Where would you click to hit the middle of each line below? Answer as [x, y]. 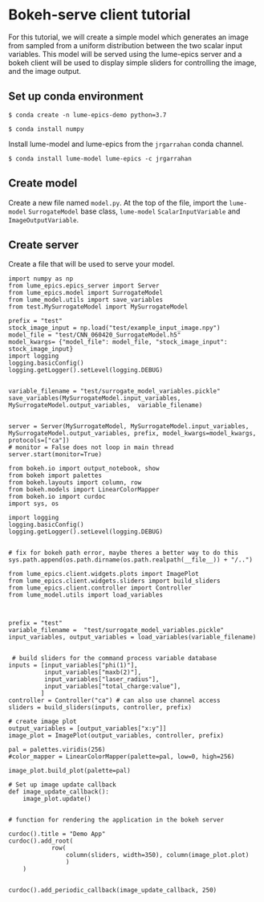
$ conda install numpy [46, 129]
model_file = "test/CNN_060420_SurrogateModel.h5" [95, 335]
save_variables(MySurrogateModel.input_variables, [95, 398]
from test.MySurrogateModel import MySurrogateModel [98, 307]
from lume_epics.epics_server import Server [84, 286]
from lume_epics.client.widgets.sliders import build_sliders [114, 581]
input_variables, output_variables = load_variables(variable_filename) [132, 637]
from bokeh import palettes [55, 475]
